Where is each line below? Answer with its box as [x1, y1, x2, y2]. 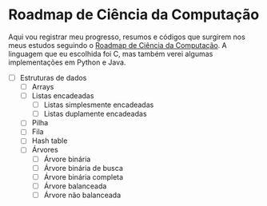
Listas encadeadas [31, 91, 94, 101]
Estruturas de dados [19, 73, 87, 82]
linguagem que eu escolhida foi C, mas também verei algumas [8, 49, 213, 58]
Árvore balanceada [43, 181, 107, 191]
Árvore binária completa [43, 172, 124, 181]
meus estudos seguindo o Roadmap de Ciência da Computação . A [8, 40, 228, 50]
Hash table [31, 136, 68, 145]
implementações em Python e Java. [8, 57, 126, 67]
